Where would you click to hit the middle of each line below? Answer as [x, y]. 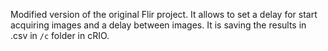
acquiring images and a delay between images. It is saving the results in [158, 25]
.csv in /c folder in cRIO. [60, 35]
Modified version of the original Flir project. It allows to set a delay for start [164, 14]
